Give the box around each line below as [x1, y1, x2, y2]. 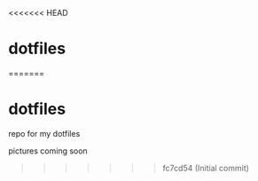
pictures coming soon [8, 146, 88, 156]
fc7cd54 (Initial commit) [162, 162, 250, 173]
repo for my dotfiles [8, 128, 81, 138]
